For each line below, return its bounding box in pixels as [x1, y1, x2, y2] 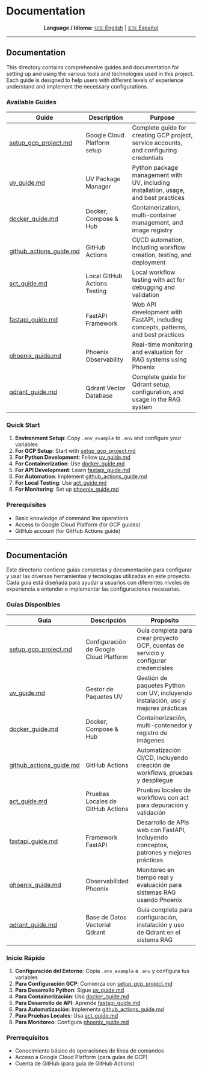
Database [85, 391, 113, 400]
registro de [136, 729, 168, 737]
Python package [132, 164, 179, 172]
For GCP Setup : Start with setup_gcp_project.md [14, 447, 136, 455]
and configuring [132, 146, 177, 155]
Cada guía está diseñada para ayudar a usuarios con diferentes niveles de [6, 579, 190, 586]
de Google [85, 645, 115, 653]
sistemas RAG [136, 888, 176, 897]
